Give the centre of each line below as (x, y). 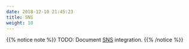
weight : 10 (20, 23)
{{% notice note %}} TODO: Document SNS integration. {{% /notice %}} (95, 40)
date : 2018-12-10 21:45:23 (40, 12)
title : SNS (20, 17)
